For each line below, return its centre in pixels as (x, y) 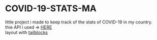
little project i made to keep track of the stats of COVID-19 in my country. (79, 22)
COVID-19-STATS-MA (51, 9)
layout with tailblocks (27, 32)
